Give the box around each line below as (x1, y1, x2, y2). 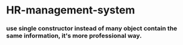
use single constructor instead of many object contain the (6, 25, 178, 33)
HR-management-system (6, 4, 135, 17)
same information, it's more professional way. (6, 32, 142, 40)
